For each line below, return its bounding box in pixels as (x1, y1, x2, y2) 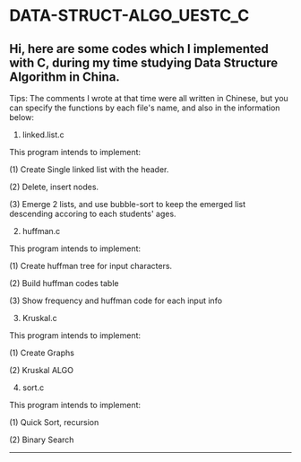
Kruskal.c (21, 313, 58, 323)
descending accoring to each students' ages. (9, 208, 176, 219)
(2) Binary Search (9, 434, 74, 445)
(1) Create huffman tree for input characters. (9, 261, 173, 271)
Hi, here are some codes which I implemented (9, 41, 269, 57)
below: (9, 112, 34, 122)
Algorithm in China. (9, 69, 121, 84)
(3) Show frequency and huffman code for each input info (9, 295, 222, 306)
